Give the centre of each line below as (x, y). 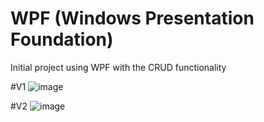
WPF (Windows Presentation (132, 18)
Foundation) (62, 39)
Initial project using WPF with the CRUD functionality (118, 67)
